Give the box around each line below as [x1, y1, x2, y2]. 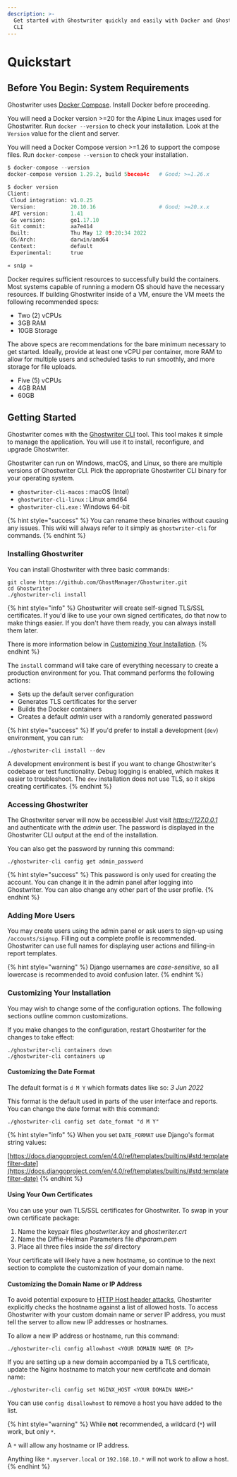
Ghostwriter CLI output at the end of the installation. [7, 831, 159, 840]
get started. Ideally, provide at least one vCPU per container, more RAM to [7, 347, 223, 355]
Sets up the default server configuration [17, 690, 134, 698]
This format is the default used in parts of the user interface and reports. [7, 1097, 219, 1105]
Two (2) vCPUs [17, 311, 62, 319]
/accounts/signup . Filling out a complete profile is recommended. [7, 934, 197, 943]
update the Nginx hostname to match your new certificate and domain [7, 1365, 212, 1374]
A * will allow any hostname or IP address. [7, 1441, 130, 1449]
